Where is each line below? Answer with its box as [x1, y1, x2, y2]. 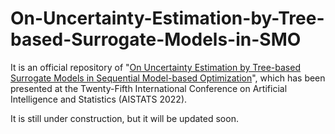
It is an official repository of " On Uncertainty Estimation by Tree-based [10, 61, 301, 73]
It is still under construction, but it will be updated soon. [10, 112, 239, 124]
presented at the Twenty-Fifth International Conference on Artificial [10, 82, 288, 94]
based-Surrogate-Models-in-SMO [10, 28, 302, 51]
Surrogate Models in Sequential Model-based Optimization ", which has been [10, 72, 326, 84]
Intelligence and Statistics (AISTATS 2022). [10, 93, 188, 105]
